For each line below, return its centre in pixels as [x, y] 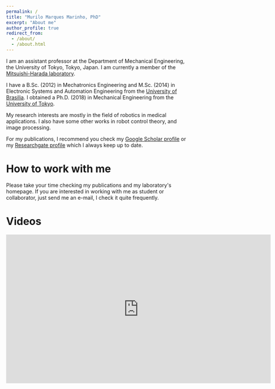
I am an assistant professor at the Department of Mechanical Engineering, [95, 61]
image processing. [28, 128]
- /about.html [28, 45]
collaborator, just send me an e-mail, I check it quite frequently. [83, 197]
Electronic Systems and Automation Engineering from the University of [92, 91]
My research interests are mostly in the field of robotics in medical [86, 115]
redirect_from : [25, 33]
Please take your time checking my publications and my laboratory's [89, 185]
